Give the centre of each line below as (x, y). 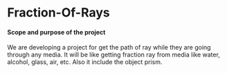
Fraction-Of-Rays (58, 13)
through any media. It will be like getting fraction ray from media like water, (113, 55)
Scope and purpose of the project (56, 32)
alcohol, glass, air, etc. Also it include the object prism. (85, 62)
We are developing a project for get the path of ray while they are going (109, 48)
